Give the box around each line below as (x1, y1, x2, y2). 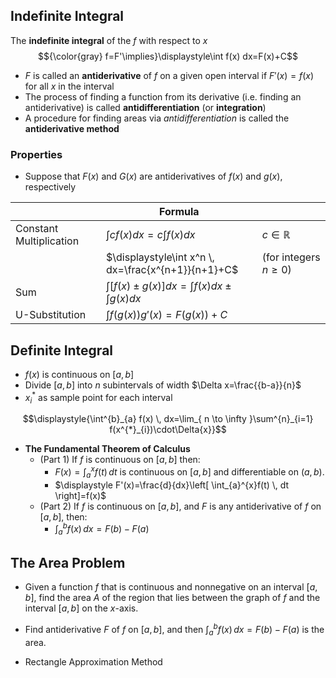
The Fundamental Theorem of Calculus (24, 443, 191, 455)
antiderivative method (24, 122, 120, 134)
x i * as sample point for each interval (24, 389, 173, 406)
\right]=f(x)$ (54, 489, 107, 501)
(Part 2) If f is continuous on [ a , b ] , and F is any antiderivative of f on (39, 500, 322, 512)
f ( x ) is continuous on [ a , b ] (24, 368, 135, 380)
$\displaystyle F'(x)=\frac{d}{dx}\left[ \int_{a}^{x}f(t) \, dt (54, 479, 290, 491)
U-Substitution (15, 308, 87, 322)
